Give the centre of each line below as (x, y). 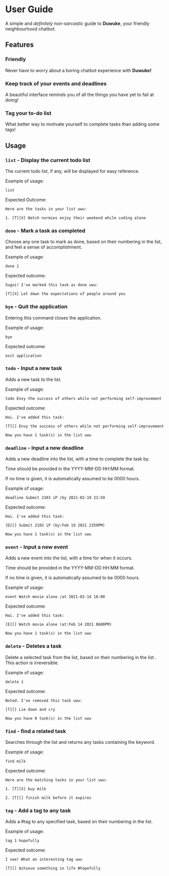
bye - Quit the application (36, 307)
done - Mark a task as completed (45, 231)
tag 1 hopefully (22, 841)
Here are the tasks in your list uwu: (46, 209)
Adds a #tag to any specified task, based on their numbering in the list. (79, 822)
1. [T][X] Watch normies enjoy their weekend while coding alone (75, 218)
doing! (12, 100)
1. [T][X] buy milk (26, 789)
